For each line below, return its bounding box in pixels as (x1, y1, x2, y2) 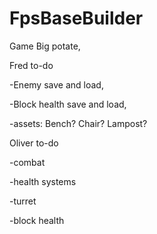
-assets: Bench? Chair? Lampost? (9, 117, 148, 129)
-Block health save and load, (9, 98, 127, 110)
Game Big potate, (9, 40, 81, 52)
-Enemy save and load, (9, 78, 104, 91)
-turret (9, 195, 37, 207)
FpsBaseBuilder (9, 7, 144, 30)
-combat (9, 156, 46, 168)
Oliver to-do (9, 137, 59, 149)
